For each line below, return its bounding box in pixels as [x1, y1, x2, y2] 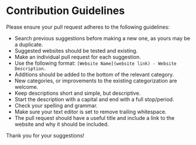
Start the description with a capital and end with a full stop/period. [14, 95, 174, 103]
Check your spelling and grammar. [14, 102, 98, 109]
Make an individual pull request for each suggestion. [14, 53, 142, 60]
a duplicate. [14, 41, 43, 48]
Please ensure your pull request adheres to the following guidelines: [6, 23, 170, 30]
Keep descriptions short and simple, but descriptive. [14, 89, 141, 96]
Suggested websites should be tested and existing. [14, 47, 138, 54]
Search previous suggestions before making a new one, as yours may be [14, 34, 191, 42]
